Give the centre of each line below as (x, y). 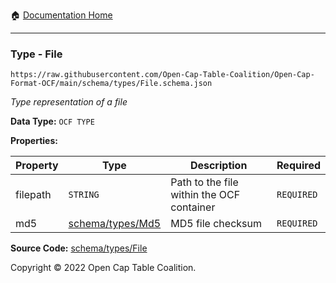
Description (218, 166)
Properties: (34, 141)
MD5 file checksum (216, 224)
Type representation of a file (69, 102)
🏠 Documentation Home (61, 15)
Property (37, 166)
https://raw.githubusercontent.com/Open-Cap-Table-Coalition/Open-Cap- (162, 75)
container (193, 207)
